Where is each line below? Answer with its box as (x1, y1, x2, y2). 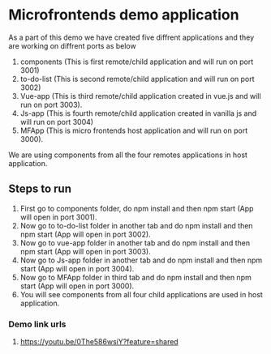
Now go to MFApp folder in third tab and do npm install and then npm (19, 272, 252, 282)
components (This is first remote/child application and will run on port (19, 57, 254, 66)
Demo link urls (8, 318, 67, 330)
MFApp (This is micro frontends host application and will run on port (19, 126, 248, 135)
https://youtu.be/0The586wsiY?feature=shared (19, 337, 179, 347)
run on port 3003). (19, 100, 83, 109)
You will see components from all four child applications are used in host (19, 289, 264, 299)
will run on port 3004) (19, 117, 94, 126)
